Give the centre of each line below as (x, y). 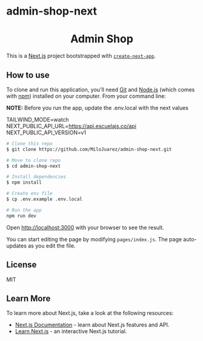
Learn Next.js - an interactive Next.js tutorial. (71, 331)
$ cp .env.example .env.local (45, 199)
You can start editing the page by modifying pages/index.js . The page (94, 239)
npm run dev (21, 216)
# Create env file (29, 194)
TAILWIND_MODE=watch (38, 119)
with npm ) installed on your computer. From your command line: (86, 96)
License (22, 265)
